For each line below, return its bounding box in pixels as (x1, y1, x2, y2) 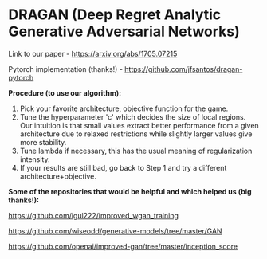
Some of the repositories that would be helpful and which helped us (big (8, 186, 253, 196)
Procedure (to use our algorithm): (8, 88, 122, 97)
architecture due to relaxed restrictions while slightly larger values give (19, 129, 253, 139)
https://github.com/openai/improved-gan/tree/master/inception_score (8, 241, 238, 251)
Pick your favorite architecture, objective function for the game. (19, 104, 229, 113)
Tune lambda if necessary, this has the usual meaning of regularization (19, 146, 253, 155)
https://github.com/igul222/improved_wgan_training (8, 210, 179, 220)
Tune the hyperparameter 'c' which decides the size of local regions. (19, 112, 246, 121)
